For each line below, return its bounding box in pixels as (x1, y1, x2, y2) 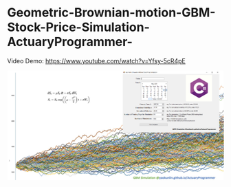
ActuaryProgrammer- (7, 34, 133, 49)
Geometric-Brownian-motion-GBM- (7, 5, 216, 21)
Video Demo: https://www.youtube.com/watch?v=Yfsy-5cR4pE (7, 56, 186, 65)
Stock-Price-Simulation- (7, 19, 150, 35)
